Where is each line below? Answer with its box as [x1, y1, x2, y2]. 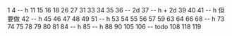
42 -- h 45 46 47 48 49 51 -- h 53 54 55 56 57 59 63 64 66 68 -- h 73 [20, 15, 225, 23]
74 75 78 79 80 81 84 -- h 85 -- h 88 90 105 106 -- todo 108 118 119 [7, 23, 202, 30]
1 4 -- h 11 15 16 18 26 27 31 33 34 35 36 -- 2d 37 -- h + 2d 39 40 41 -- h [7, 6, 217, 14]
